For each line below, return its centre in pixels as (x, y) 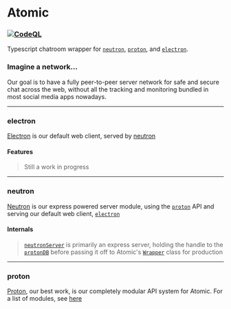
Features (20, 151)
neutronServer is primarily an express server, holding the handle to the (123, 244)
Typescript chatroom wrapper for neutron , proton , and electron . (98, 49)
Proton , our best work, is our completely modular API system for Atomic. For (115, 291)
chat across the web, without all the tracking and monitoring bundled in (108, 89)
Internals (20, 229)
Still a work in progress (56, 167)
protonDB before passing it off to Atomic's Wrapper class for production (123, 252)
